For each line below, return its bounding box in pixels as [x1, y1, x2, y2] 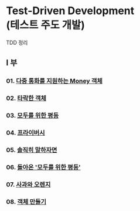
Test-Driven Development [6, 4, 135, 18]
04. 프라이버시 [6, 129, 45, 137]
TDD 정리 [6, 39, 28, 46]
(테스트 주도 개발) [6, 19, 85, 32]
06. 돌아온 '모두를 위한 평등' [6, 163, 81, 171]
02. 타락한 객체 [6, 94, 47, 102]
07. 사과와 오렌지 [6, 180, 51, 189]
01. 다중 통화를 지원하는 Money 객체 [6, 77, 103, 85]
